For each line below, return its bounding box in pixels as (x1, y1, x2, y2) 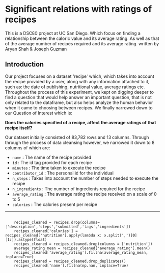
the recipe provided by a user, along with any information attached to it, (5, 78, 150, 84)
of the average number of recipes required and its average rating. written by (5, 40, 159, 46)
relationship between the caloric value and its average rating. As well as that (5, 35, 160, 41)
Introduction (5, 60, 44, 68)
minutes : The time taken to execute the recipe (12, 165, 106, 171)
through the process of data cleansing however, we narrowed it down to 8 (5, 139, 155, 145)
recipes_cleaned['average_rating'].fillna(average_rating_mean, (14, 250, 148, 255)
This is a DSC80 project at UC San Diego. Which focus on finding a (5, 30, 141, 36)
